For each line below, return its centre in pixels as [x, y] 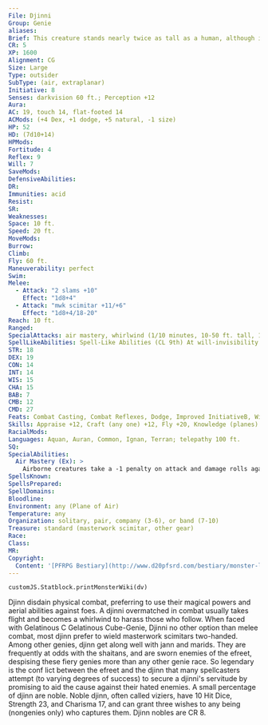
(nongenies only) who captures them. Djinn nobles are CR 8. [107, 713]
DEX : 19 [21, 358]
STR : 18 [21, 350]
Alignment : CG [32, 61]
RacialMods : [28, 432]
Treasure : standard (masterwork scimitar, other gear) [101, 528]
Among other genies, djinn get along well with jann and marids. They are [127, 645]
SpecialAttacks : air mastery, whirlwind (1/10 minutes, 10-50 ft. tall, [132, 335]
